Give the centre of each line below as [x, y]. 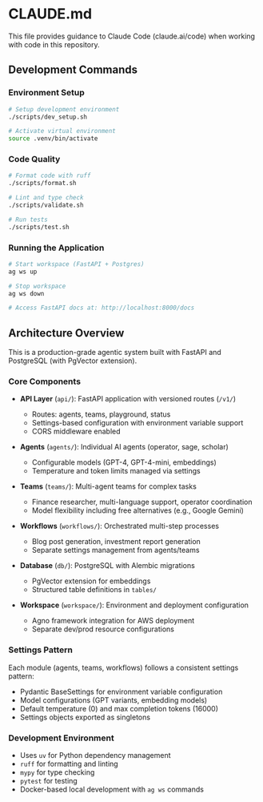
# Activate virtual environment [62, 131]
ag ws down [26, 293]
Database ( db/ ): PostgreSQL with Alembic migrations [108, 566]
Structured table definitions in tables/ [94, 590]
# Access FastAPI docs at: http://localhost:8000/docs [102, 308]
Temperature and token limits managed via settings [116, 471]
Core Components [45, 381]
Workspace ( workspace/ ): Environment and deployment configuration [134, 605]
